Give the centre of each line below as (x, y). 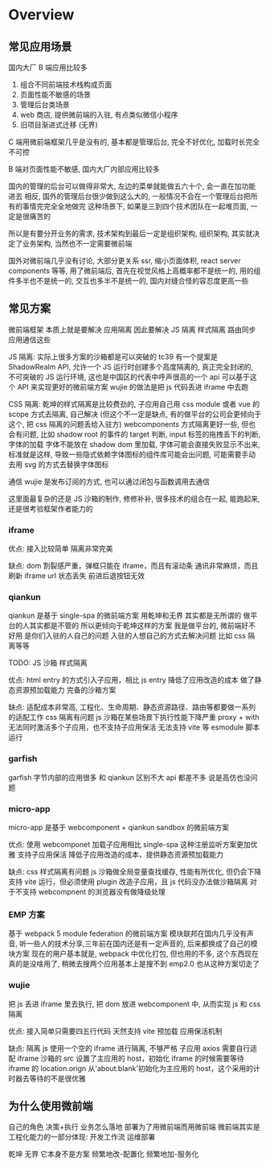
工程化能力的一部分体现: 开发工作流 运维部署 (82, 1137)
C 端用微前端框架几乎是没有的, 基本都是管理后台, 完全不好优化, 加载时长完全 (134, 142)
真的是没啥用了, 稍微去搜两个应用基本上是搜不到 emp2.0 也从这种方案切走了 (134, 964)
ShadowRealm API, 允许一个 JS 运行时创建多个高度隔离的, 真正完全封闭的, (131, 366)
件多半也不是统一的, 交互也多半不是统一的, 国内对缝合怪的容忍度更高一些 (129, 281)
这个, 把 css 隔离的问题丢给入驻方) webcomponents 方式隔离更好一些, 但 (129, 424)
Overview (41, 15)
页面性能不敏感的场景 (55, 95)
